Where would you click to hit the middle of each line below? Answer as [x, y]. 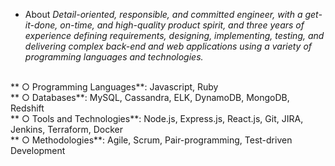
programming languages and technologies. [114, 57]
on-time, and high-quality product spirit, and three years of [182, 25]
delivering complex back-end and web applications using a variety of [168, 46]
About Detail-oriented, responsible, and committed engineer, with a [163, 14]
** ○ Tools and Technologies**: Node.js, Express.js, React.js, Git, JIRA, [157, 118]
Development [38, 150]
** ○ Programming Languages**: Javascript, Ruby [114, 87]
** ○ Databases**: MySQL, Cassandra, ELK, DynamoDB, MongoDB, [150, 97]
